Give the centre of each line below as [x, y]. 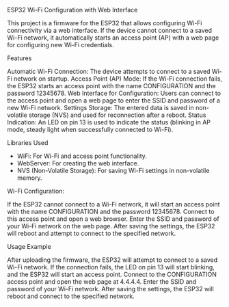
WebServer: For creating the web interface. [78, 163]
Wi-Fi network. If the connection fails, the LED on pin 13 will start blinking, [111, 267]
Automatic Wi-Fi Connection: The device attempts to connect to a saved [109, 71]
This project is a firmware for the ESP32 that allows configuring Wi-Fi [105, 23]
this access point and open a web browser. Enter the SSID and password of [113, 219]
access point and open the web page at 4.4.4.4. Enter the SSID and [102, 282]
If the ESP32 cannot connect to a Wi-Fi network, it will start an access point [113, 204]
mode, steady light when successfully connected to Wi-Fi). [90, 130]
